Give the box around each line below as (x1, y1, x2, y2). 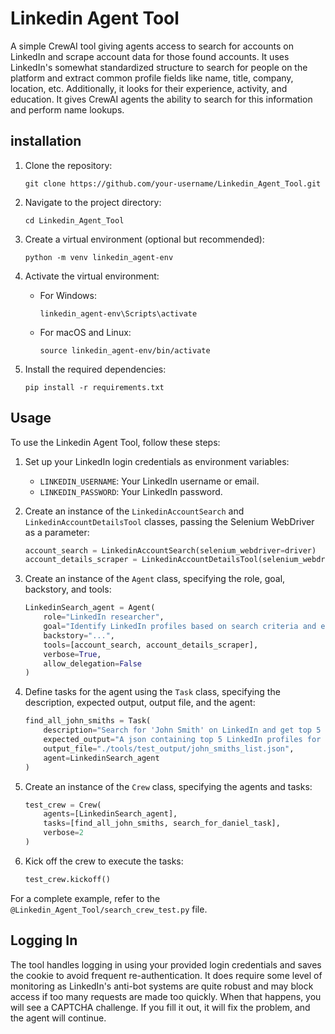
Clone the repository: (24, 159, 113, 171)
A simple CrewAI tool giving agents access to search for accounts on (10, 40, 294, 52)
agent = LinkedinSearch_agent (43, 753, 160, 763)
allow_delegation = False (43, 658, 142, 669)
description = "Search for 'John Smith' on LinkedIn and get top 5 (43, 725, 322, 736)
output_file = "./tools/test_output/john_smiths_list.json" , (43, 743, 295, 754)
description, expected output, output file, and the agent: (24, 697, 256, 709)
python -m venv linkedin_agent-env (24, 252, 174, 262)
